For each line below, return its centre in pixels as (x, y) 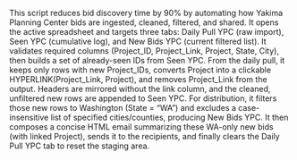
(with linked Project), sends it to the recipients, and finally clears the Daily (144, 136)
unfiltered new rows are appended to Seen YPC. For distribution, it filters (143, 98)
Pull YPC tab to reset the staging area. (80, 146)
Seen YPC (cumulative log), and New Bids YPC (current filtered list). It (138, 41)
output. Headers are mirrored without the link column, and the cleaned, (140, 89)
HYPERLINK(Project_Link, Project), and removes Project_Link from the (138, 79)
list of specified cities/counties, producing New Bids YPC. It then (170, 117)
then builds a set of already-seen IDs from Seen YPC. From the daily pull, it (147, 60)
